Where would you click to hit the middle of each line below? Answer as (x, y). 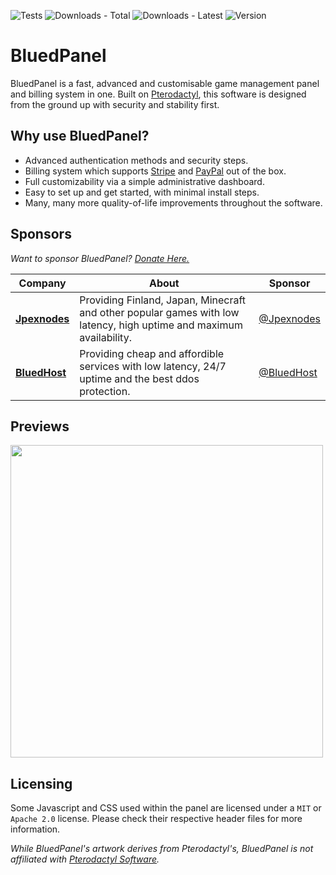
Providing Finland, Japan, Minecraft (163, 300)
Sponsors (41, 234)
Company (42, 283)
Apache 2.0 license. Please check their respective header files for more (156, 819)
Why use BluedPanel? (80, 136)
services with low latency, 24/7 (153, 366)
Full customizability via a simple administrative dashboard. (144, 181)
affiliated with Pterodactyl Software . (85, 859)
